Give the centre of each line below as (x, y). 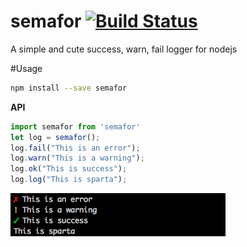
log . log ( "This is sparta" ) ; (69, 180)
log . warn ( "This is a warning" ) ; (77, 158)
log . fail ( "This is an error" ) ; (75, 148)
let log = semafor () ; (55, 137)
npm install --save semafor (69, 88)
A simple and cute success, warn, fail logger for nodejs (124, 49)
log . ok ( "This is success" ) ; (69, 169)
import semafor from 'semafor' (75, 126)
